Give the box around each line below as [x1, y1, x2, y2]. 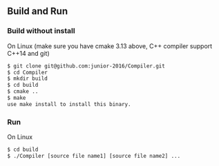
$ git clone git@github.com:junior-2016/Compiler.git [7, 62, 166, 70]
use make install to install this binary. [7, 101, 131, 107]
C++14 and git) [7, 49, 50, 57]
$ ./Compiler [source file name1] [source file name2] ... [7, 152, 181, 159]
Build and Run [7, 6, 68, 17]
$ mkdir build [7, 75, 48, 82]
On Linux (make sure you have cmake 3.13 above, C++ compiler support [7, 41, 213, 50]
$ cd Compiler [7, 69, 48, 76]
